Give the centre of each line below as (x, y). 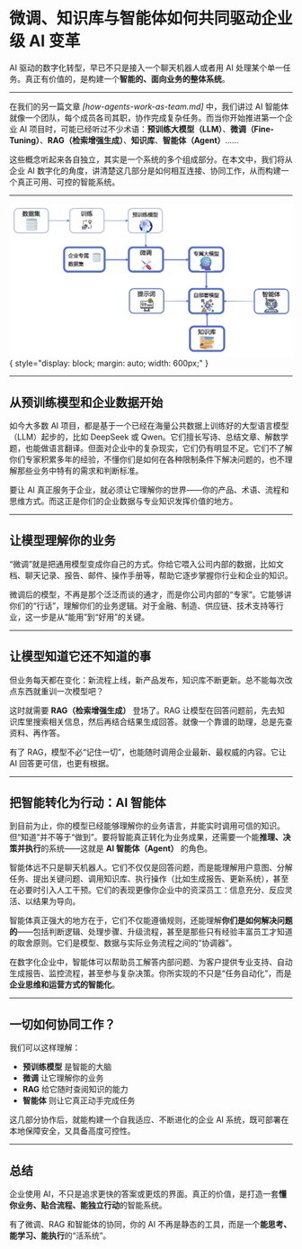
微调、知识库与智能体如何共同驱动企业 (151, 18)
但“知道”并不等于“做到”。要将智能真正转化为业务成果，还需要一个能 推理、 (146, 837)
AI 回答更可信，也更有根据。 (62, 763)
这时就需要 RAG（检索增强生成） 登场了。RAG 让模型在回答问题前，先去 (143, 710)
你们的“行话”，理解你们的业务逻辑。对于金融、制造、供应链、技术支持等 (143, 605)
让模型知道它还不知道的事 (80, 657)
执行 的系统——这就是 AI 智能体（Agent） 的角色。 (119, 848)
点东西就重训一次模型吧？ (57, 691)
